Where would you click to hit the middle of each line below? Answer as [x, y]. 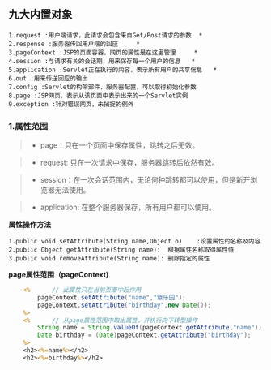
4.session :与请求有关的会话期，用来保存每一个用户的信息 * [102, 61]
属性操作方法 [30, 225]
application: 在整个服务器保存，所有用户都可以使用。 [128, 207]
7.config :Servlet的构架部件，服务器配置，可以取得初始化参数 [102, 87]
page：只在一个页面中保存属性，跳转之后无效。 [120, 145]
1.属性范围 [28, 126]
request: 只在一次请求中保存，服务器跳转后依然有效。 [129, 163]
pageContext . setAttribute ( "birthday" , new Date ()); [125, 305]
